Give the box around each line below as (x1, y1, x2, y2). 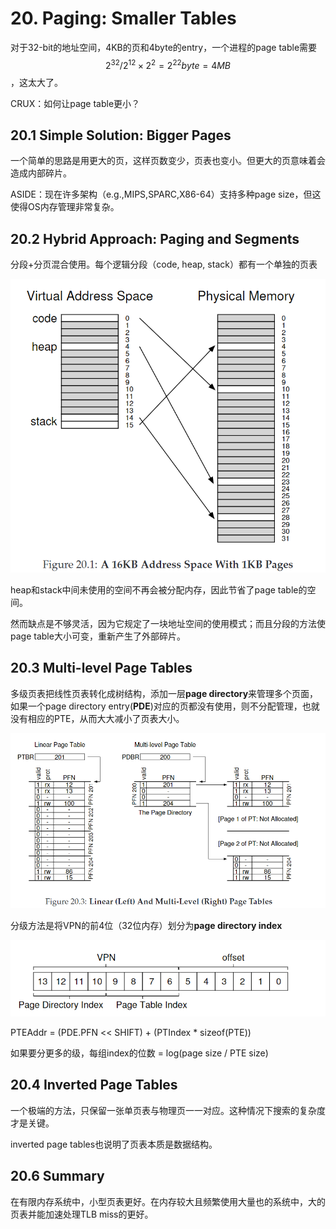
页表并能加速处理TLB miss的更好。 (10, 1208, 154, 1220)
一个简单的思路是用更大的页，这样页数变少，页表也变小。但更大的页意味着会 (10, 155, 326, 167)
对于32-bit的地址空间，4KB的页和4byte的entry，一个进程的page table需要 (10, 41, 318, 53)
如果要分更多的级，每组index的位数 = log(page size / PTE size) (10, 1047, 269, 1059)
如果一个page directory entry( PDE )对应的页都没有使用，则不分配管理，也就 (10, 700, 320, 712)
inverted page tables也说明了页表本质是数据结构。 (10, 1138, 218, 1150)
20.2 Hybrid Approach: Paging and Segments (10, 230, 300, 247)
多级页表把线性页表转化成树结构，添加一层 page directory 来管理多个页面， (10, 687, 319, 699)
